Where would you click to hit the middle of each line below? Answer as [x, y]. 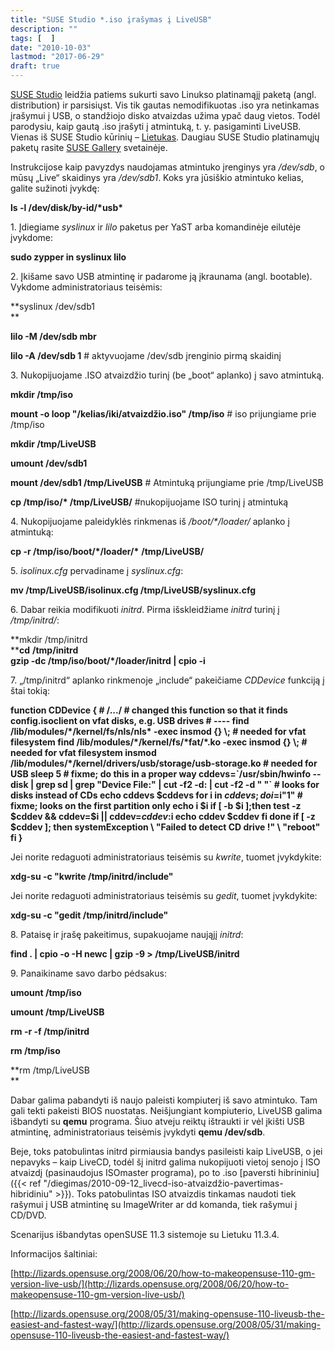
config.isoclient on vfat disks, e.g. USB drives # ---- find [130, 720]
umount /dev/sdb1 [49, 463]
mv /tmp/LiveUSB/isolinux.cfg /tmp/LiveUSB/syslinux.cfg [133, 590]
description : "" [44, 29]
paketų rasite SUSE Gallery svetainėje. [89, 147]
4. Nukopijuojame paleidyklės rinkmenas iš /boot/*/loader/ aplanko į [150, 521]
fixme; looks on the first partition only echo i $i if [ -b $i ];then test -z [156, 805]
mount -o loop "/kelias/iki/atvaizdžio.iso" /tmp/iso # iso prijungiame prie [163, 414]
